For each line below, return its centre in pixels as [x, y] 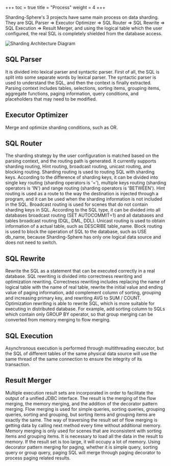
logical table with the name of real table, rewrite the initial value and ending [84, 287]
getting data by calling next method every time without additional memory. [83, 425]
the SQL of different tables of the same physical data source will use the [81, 354]
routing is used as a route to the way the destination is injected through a [82, 194]
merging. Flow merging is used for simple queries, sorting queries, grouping [85, 409]
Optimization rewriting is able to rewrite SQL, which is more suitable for [80, 304]
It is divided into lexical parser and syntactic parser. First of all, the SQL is [82, 72]
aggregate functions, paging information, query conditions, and [72, 94]
